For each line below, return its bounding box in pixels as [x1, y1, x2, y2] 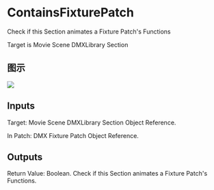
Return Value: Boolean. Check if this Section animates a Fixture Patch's [7, 169, 208, 178]
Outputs [7, 151, 43, 163]
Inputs [7, 100, 36, 112]
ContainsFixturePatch [7, 5, 135, 21]
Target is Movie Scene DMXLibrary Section [7, 40, 129, 49]
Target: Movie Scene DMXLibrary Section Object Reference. [7, 118, 176, 126]
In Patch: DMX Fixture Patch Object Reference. [7, 131, 139, 139]
